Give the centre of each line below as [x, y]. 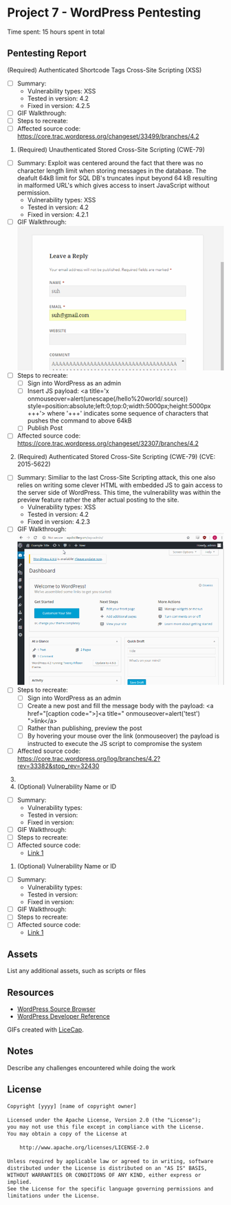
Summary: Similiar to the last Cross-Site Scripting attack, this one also [116, 478]
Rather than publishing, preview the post [85, 728]
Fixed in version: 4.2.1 [58, 215]
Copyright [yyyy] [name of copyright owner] [72, 1106]
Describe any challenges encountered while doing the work [91, 1067]
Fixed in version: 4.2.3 [59, 522]
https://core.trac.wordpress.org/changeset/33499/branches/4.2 [108, 136]
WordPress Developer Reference [63, 1016]
